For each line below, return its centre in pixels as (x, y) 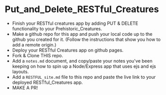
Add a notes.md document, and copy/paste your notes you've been (82, 61)
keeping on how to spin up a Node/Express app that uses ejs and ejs (84, 66)
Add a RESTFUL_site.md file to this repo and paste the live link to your (84, 77)
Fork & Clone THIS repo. (37, 55)
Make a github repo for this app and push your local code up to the (82, 34)
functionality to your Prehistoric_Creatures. (57, 28)
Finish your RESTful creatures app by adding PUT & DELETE (75, 23)
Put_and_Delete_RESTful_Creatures (82, 9)
